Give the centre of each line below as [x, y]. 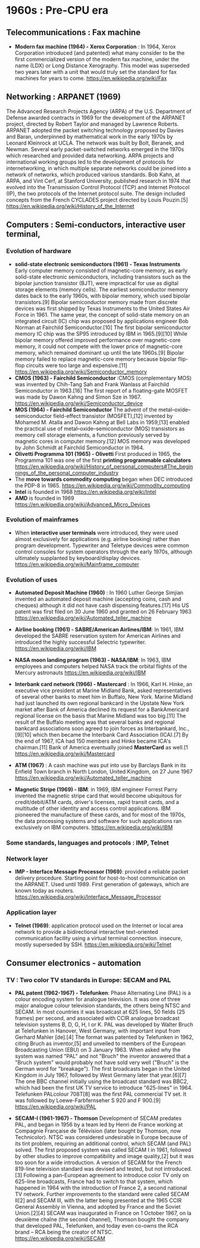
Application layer [32, 912]
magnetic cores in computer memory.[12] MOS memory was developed [102, 441]
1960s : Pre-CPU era [57, 10]
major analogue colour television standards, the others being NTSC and [102, 1006]
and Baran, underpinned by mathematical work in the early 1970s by [90, 136]
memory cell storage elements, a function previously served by [92, 434]
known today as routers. [44, 891]
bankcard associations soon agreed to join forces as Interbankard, [96, 728]
